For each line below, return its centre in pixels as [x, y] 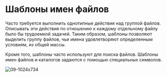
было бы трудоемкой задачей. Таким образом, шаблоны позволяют [79, 34]
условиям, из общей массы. [36, 44]
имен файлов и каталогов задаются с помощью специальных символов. [84, 59]
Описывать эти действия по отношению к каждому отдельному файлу [81, 28]
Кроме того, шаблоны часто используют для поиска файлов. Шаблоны [82, 54]
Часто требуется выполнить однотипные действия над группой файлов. [83, 23]
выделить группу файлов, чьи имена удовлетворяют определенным [79, 39]
